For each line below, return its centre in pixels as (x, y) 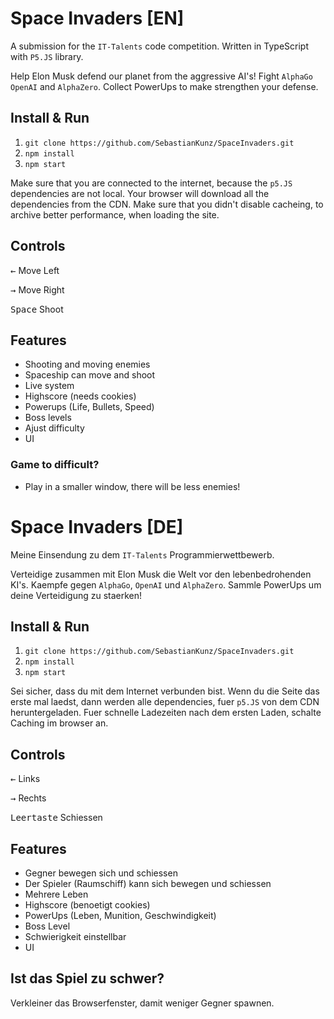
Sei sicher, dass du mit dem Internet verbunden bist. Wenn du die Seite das (165, 691)
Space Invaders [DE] (97, 526)
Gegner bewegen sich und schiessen (101, 873)
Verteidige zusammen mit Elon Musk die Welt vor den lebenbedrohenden (161, 574)
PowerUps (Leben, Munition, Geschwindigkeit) (120, 916)
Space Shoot (37, 309)
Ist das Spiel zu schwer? (87, 978)
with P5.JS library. (47, 56)
